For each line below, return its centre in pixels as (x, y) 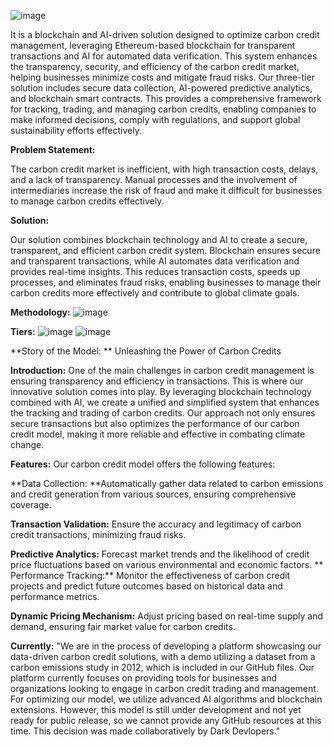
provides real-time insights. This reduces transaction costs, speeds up (155, 271)
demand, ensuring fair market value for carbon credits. (123, 626)
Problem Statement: (53, 149)
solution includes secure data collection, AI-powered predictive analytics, (161, 88)
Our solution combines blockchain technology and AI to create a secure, (159, 239)
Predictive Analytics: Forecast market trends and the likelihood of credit (160, 554)
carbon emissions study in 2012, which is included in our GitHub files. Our (162, 667)
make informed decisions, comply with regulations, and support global (155, 119)
